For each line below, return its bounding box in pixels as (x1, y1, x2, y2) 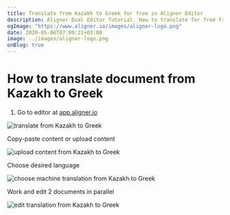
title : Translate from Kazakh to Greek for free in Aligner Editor (7, 10, 204, 17)
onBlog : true (7, 42, 44, 48)
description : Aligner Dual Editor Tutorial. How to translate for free (7, 16, 216, 23)
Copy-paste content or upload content (7, 134, 116, 143)
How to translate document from (7, 71, 196, 87)
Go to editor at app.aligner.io (16, 108, 98, 116)
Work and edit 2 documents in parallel (7, 187, 114, 195)
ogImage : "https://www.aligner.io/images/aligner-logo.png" (7, 23, 183, 29)
